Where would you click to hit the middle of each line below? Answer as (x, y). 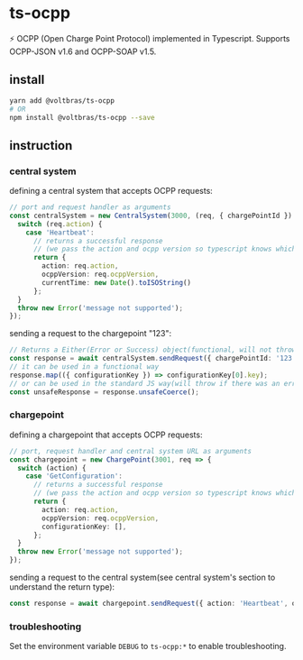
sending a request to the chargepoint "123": (91, 334)
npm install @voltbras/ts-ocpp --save (82, 117)
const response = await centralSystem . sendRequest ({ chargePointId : (141, 359)
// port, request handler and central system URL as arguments (131, 451)
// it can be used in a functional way (84, 367)
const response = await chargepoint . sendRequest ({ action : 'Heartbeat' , (149, 604)
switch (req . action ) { (60, 224)
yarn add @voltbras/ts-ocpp (62, 101)
